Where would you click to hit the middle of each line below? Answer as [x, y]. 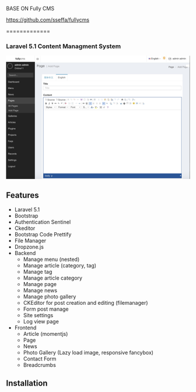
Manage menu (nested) [51, 259]
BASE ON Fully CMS [30, 8]
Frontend [25, 328]
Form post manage [46, 309]
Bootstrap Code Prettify [43, 234]
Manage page [40, 284]
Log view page [41, 321]
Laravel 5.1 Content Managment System [64, 46]
